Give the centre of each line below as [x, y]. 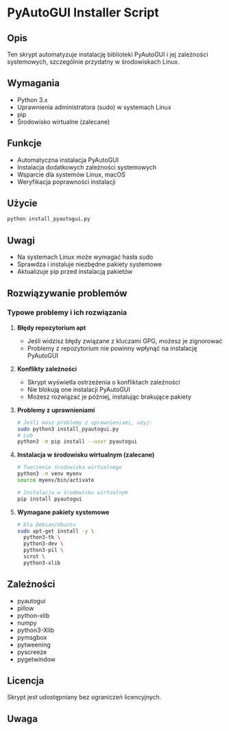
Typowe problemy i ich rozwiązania [67, 312]
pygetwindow [36, 659]
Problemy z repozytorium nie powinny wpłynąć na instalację [112, 348]
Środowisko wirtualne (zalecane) [63, 121]
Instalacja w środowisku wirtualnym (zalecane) [86, 455]
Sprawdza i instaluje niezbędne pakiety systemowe [89, 264]
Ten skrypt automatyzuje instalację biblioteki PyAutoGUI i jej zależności [108, 54]
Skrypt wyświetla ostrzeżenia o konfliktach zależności [104, 382]
